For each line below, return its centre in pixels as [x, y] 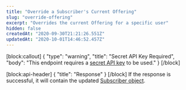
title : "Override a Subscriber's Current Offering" [71, 12]
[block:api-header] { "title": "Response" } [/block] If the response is [89, 74]
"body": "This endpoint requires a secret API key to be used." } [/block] [93, 63]
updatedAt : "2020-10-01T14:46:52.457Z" [56, 39]
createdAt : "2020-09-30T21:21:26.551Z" [56, 34]
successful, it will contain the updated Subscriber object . [76, 80]
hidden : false [24, 28]
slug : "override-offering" [40, 17]
